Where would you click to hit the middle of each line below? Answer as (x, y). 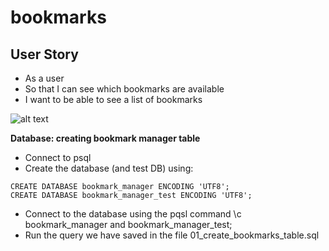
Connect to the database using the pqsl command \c (133, 214)
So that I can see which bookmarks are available (124, 89)
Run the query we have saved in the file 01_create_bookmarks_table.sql (172, 235)
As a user (44, 78)
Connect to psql (58, 157)
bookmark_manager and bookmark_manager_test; (128, 224)
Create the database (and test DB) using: (109, 168)
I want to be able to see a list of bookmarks (113, 99)
